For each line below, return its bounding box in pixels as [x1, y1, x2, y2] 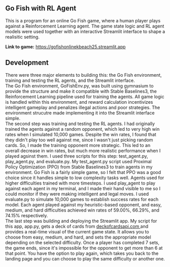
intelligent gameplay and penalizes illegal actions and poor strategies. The [5, 104, 160, 110]
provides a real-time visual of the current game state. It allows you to [5, 228, 149, 234]
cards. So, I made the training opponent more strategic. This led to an [5, 142, 151, 148]
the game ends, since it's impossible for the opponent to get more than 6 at [5, 245, 163, 251]
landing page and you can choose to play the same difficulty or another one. [5, 255, 165, 261]
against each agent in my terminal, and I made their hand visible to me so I [5, 185, 161, 191]
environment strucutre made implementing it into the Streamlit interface [5, 109, 155, 116]
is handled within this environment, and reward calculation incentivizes [5, 99, 153, 105]
